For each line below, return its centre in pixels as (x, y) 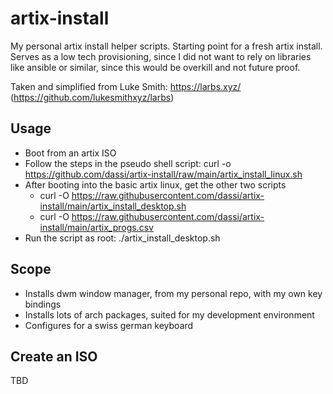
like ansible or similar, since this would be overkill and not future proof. (155, 67)
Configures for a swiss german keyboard (109, 325)
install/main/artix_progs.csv (96, 227)
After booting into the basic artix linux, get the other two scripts (155, 184)
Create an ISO (54, 356)
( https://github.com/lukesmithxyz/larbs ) (92, 97)
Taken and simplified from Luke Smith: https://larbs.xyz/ (126, 86)
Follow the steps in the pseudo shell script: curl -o (128, 163)
